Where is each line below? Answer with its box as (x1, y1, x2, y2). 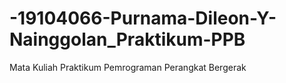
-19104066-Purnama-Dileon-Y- (9, 7, 277, 30)
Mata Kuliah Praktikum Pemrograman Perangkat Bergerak (9, 61, 247, 73)
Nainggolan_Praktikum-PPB (9, 28, 246, 51)
